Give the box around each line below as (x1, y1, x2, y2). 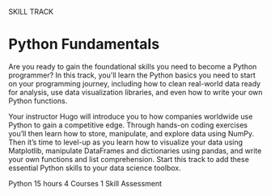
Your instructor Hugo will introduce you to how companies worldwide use (8, 111, 253, 121)
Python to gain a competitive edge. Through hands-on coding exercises (8, 120, 248, 130)
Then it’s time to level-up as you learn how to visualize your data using (8, 137, 243, 147)
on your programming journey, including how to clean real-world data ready (8, 78, 261, 88)
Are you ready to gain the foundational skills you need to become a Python (8, 61, 257, 71)
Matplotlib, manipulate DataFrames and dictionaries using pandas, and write (8, 145, 262, 156)
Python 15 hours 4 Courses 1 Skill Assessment (8, 178, 163, 188)
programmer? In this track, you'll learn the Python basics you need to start (8, 70, 256, 80)
